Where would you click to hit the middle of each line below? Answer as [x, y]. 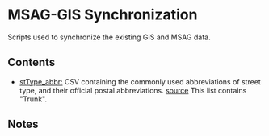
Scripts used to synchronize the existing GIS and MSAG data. [109, 37]
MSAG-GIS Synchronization [103, 15]
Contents [32, 62]
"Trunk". [33, 99]
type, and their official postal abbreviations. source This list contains [133, 90]
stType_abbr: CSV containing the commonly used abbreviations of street [140, 81]
